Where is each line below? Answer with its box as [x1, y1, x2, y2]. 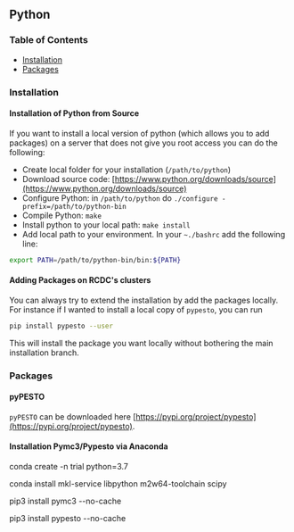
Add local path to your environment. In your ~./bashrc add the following [21, 229, 286, 239]
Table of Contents [9, 34, 89, 46]
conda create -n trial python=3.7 [9, 461, 129, 472]
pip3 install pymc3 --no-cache [9, 495, 122, 507]
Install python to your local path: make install [21, 219, 191, 230]
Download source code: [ [21, 173, 116, 184]
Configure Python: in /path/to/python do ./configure [21, 192, 218, 204]
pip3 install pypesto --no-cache [9, 513, 127, 524]
